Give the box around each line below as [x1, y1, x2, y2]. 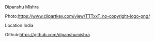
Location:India [5, 22, 33, 28]
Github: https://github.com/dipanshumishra [5, 32, 90, 37]
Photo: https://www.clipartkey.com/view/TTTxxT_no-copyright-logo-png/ [5, 13, 150, 19]
